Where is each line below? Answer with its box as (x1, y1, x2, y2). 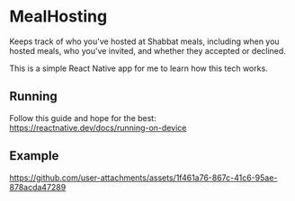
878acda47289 (9, 181, 67, 192)
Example (9, 148, 59, 163)
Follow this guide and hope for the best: (9, 112, 156, 123)
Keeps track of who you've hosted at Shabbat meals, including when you (9, 36, 281, 47)
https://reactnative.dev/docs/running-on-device (9, 122, 187, 133)
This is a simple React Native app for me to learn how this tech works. (9, 63, 268, 74)
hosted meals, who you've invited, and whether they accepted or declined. (9, 45, 286, 56)
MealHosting (9, 6, 108, 27)
